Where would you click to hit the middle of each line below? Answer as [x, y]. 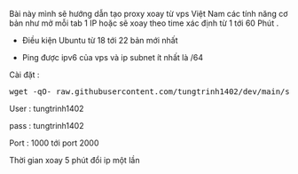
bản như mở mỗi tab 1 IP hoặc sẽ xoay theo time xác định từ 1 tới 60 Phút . [144, 23]
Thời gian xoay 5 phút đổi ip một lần [74, 160]
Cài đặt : [24, 75]
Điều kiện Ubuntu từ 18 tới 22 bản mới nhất [100, 40]
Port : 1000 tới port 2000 [54, 143]
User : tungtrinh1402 [47, 108]
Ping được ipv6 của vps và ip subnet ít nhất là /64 [113, 57]
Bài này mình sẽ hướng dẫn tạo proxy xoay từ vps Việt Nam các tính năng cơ [149, 14]
